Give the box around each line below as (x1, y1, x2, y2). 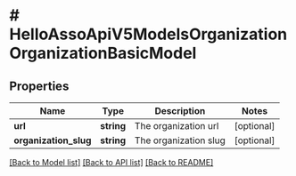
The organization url (134, 120, 219, 132)
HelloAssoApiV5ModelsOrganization (9, 24, 288, 44)
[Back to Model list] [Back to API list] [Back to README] (9, 157, 214, 167)
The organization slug (134, 134, 226, 147)
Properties (9, 78, 70, 93)
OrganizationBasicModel (9, 44, 197, 63)
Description (154, 105, 206, 116)
